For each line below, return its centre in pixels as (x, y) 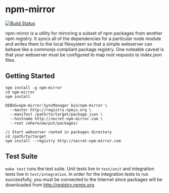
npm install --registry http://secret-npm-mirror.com (63, 141)
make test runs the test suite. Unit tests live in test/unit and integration (80, 169)
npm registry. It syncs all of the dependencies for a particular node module (83, 38)
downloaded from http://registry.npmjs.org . (50, 185)
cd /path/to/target (26, 136)
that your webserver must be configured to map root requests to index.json (83, 55)
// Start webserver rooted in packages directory (59, 132)
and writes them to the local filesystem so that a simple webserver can (79, 44)
